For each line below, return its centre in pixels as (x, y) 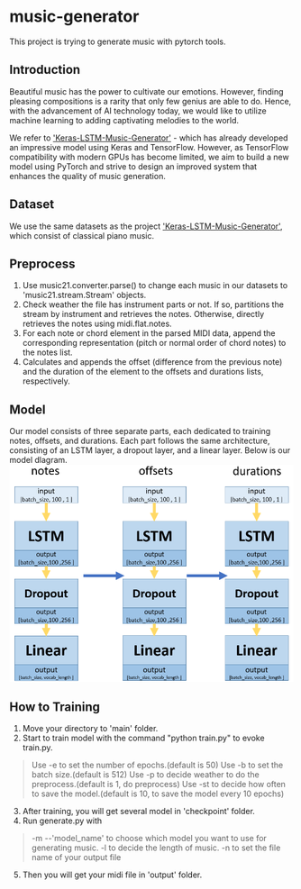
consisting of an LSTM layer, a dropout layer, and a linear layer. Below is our (150, 450)
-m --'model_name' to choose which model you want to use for (149, 839)
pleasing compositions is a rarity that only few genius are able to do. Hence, (150, 101)
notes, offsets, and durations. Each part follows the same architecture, (140, 441)
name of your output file (76, 857)
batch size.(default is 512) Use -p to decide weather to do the (145, 775)
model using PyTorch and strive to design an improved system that (133, 166)
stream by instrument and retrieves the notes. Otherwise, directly (143, 314)
